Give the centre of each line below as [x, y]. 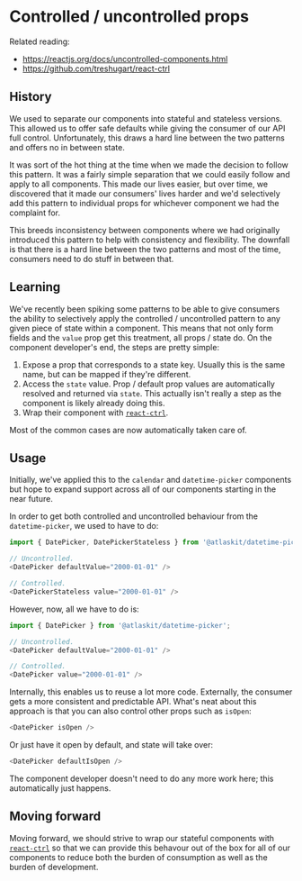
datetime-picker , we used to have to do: [84, 526]
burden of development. [54, 867]
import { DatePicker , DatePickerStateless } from [104, 542]
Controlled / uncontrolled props [129, 17]
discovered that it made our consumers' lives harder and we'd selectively [145, 193]
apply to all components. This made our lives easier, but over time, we [138, 184]
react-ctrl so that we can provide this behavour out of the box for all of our [150, 848]
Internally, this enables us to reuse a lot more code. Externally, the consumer [151, 692]
